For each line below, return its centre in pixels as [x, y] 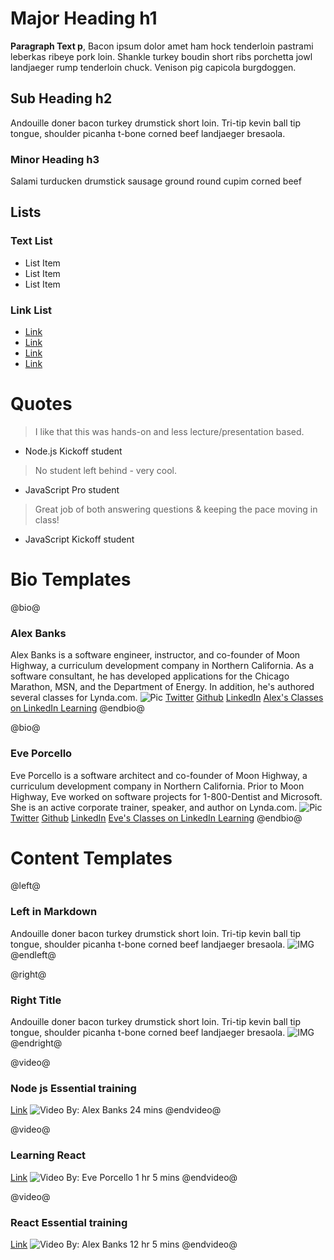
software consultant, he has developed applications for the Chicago [150, 676]
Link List [31, 310]
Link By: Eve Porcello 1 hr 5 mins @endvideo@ [124, 1177]
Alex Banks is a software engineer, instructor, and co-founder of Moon [155, 655]
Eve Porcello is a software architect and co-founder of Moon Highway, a [159, 775]
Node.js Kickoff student [73, 451]
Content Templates [91, 858]
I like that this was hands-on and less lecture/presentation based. [169, 431]
